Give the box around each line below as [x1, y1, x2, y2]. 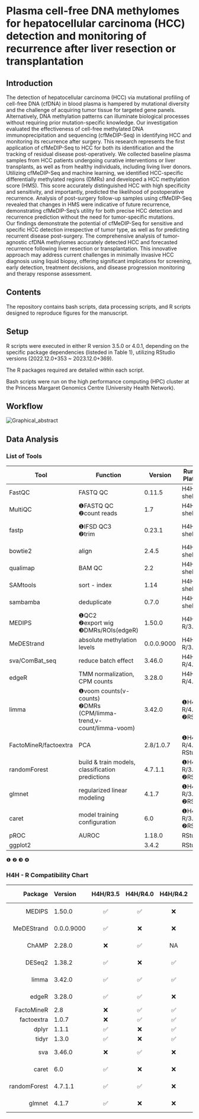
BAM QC [78, 564, 102, 573]
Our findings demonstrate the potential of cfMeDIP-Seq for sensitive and [6, 220, 184, 226]
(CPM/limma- [78, 709, 117, 718]
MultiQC [9, 506, 33, 514]
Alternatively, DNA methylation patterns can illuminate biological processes [6, 113, 190, 120]
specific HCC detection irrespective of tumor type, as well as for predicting [6, 226, 190, 233]
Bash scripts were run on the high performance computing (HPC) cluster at [6, 378, 190, 385]
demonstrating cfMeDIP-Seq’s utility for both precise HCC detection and [6, 207, 182, 214]
